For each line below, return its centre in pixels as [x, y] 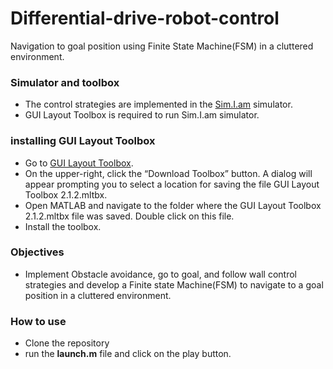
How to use [38, 321]
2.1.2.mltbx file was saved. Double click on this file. [129, 216]
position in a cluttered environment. [98, 295]
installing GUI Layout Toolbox [83, 141]
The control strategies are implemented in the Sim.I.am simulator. [158, 104]
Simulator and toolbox [65, 82]
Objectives [37, 252]
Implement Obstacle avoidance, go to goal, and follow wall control [160, 274]
